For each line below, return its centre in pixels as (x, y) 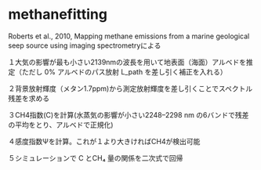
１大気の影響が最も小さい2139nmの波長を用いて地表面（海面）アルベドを (127, 62)
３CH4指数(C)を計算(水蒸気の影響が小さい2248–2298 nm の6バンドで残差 (129, 114)
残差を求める (29, 98)
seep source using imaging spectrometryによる (85, 45)
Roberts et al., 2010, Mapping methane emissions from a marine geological (129, 36)
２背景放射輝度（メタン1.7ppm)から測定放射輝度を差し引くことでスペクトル (130, 89)
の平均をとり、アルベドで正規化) (61, 125)
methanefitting (58, 14)
